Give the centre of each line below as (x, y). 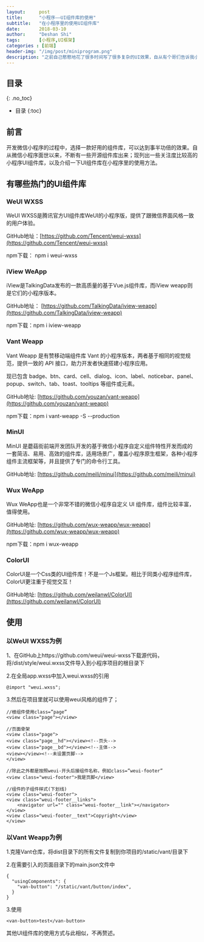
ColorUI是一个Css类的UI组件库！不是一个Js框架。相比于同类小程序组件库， (101, 574)
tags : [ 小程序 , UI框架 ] (41, 40)
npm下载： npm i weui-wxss (42, 255)
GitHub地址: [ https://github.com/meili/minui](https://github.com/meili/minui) (101, 474)
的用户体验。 (22, 223)
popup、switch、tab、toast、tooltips (53, 383)
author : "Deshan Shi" (39, 35)
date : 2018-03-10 (36, 29)
